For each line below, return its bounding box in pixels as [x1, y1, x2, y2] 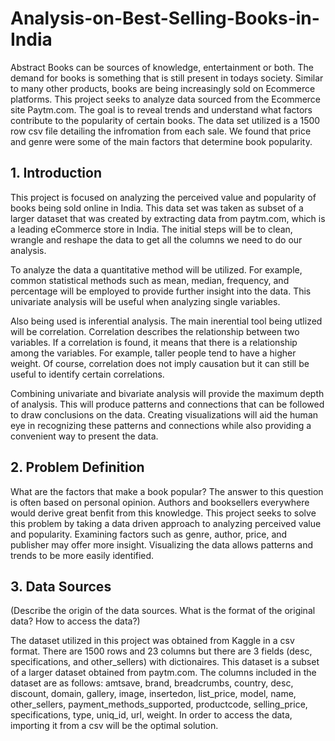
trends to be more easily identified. [10, 549, 155, 561]
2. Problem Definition [10, 459, 145, 476]
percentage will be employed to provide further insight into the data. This [10, 285, 312, 297]
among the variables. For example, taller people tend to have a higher [10, 347, 297, 359]
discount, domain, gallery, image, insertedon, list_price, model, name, [10, 688, 297, 700]
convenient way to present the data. [10, 430, 159, 442]
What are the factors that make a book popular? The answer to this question [10, 485, 324, 497]
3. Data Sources [10, 578, 112, 595]
